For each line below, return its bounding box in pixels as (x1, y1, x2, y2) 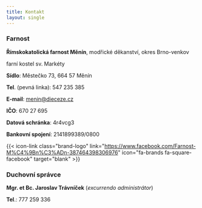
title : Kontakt (6, 8, 45, 15)
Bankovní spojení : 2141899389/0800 (6, 130, 100, 138)
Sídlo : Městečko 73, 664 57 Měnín (6, 72, 92, 79)
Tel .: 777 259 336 (6, 196, 51, 203)
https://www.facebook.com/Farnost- (104, 142, 196, 149)
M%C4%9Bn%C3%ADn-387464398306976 (6, 149, 118, 156)
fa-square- (164, 149, 192, 156)
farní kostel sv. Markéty (6, 60, 65, 67)
